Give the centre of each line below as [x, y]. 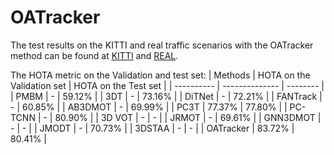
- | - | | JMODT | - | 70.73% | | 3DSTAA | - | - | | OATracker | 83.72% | [152, 128]
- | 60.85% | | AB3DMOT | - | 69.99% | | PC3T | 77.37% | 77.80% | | [149, 107]
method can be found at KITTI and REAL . [94, 55]
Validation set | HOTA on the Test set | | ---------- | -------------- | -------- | [167, 85]
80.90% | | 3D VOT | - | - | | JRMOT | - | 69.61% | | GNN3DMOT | [188, 117]
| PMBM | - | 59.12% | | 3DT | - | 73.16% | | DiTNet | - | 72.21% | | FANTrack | [166, 96]
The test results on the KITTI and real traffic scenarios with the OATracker [162, 45]
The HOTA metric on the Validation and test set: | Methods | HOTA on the [160, 75]
